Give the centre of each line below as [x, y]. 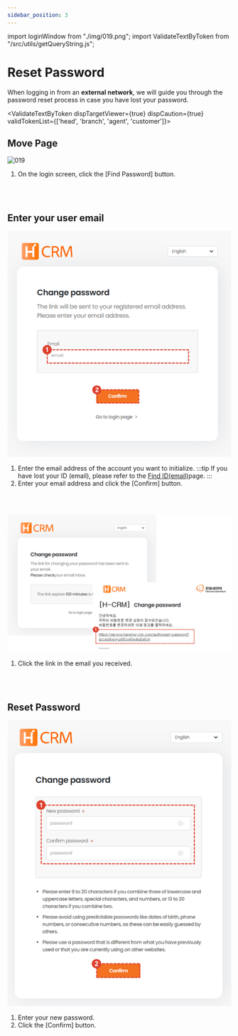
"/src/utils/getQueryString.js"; [51, 43]
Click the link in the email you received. [75, 663]
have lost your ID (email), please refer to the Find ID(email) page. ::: [115, 476]
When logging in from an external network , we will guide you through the [115, 92]
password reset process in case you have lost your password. [98, 100]
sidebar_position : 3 [38, 15]
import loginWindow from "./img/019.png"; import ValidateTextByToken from [118, 36]
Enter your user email [56, 218]
